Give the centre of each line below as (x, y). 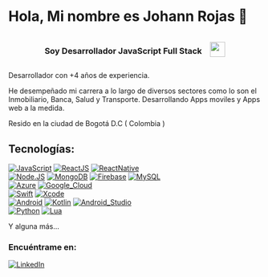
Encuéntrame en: (43, 246)
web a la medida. (37, 108)
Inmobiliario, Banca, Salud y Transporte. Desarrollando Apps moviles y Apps (134, 100)
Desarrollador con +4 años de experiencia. (79, 75)
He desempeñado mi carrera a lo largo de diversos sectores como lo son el (132, 91)
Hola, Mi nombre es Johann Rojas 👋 (128, 16)
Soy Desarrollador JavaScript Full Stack (123, 51)
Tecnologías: (41, 149)
